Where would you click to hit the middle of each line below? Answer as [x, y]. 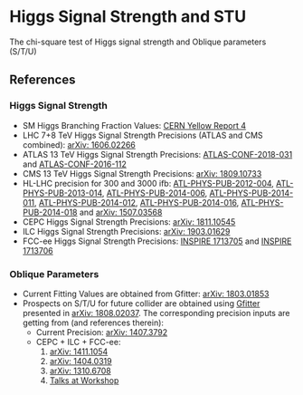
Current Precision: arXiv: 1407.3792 [102, 332]
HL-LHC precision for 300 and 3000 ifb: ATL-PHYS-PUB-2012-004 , [148, 183]
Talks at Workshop [84, 380]
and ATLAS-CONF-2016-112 [74, 164]
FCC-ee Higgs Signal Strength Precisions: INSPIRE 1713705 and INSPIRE [157, 241]
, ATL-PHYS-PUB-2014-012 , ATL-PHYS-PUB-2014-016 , [137, 202]
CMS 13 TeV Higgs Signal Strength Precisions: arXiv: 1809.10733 [142, 173]
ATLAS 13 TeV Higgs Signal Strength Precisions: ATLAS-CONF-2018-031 [157, 154]
